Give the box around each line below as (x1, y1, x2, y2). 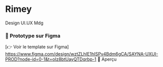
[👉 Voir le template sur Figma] (5, 44, 69, 50)
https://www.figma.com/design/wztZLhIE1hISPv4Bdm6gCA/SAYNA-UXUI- (5, 51, 158, 57)
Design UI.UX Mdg (5, 20, 43, 26)
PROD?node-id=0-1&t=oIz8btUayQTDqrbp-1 (5, 56, 96, 63)
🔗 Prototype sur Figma (5, 32, 61, 39)
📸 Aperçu (97, 56, 116, 63)
